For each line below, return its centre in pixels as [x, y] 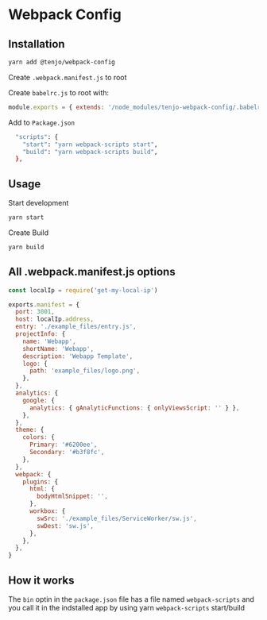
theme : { [30, 430]
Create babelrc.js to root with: [59, 92]
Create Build [29, 233]
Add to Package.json [42, 122]
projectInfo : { [41, 334]
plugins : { [41, 482]
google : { [39, 400]
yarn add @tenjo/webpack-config [62, 62]
